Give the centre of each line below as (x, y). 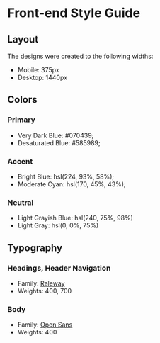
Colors (22, 100)
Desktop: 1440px (42, 77)
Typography (35, 248)
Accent (20, 161)
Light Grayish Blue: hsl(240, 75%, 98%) (75, 218)
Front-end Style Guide (74, 13)
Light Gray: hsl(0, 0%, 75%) (58, 225)
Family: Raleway (41, 283)
